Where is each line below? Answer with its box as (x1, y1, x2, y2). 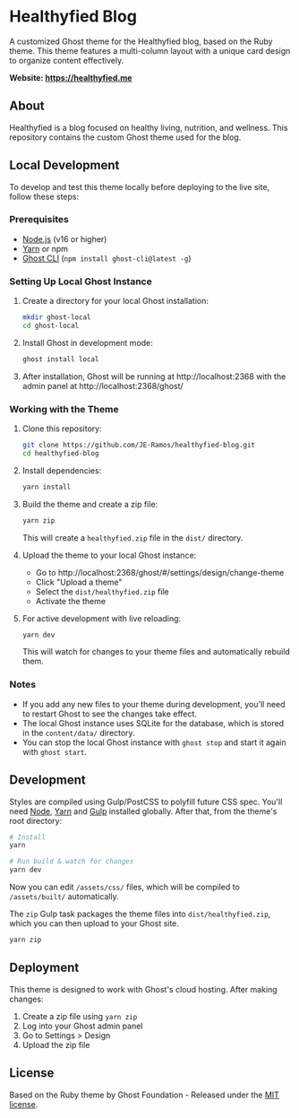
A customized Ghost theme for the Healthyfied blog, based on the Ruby (9, 36, 273, 47)
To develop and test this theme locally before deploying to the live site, (9, 181, 270, 192)
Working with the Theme (9, 403, 119, 415)
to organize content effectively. (9, 55, 124, 65)
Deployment (9, 960, 80, 975)
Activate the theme (35, 595, 106, 606)
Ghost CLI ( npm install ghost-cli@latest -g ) (21, 253, 192, 264)
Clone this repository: (21, 423, 102, 434)
